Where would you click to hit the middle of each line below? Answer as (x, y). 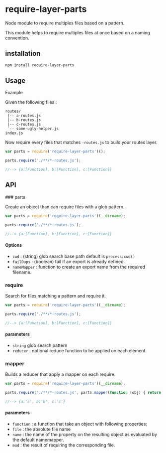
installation (23, 54)
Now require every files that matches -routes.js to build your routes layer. (81, 143)
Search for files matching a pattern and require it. (55, 296)
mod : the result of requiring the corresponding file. (64, 445)
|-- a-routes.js (24, 116)
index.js (14, 133)
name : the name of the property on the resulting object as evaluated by (85, 434)
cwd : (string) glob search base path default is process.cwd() (74, 256)
